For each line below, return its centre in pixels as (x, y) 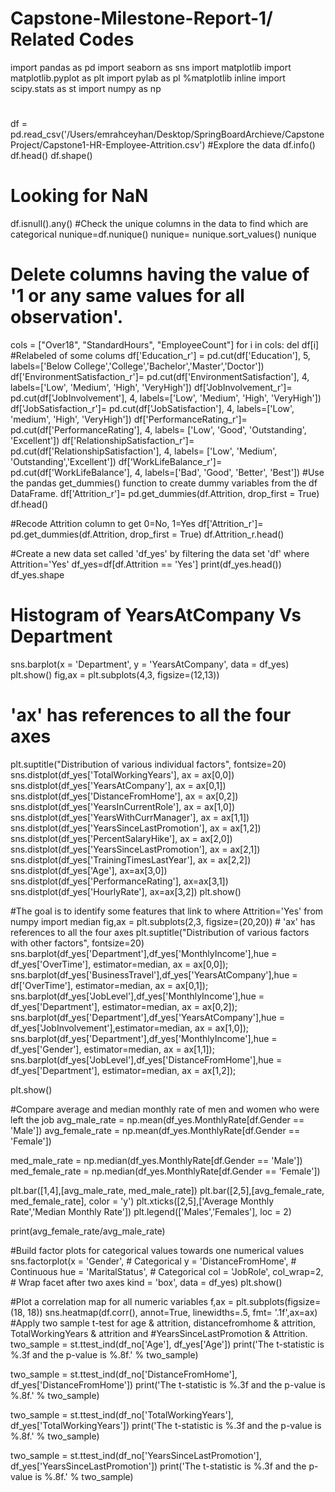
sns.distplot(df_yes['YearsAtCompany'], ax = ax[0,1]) (118, 785)
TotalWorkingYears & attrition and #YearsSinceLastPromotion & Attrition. (159, 1333)
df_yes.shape (37, 575)
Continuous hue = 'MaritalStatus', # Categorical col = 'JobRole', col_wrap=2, (167, 1271)
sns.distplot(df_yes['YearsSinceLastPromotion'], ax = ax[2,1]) (135, 849)
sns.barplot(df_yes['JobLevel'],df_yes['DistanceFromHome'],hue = (146, 1059)
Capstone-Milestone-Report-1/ (141, 18)
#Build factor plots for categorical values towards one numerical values (157, 1250)
